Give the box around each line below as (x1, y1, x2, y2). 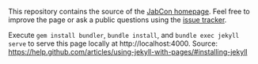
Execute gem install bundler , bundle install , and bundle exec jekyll (8, 31, 240, 40)
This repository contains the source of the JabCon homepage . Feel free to (8, 7, 251, 16)
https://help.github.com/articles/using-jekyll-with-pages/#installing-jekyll (8, 47, 248, 56)
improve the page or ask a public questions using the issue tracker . (8, 15, 227, 24)
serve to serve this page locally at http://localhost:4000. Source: (8, 39, 218, 48)
